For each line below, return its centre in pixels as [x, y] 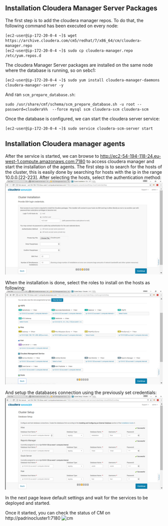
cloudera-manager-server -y [34, 85]
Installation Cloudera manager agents [65, 144]
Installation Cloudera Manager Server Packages [81, 8]
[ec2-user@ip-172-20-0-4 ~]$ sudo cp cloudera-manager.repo [69, 50]
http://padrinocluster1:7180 [33, 518]
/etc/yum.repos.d [23, 56]
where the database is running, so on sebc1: [50, 70]
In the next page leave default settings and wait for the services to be [77, 497]
